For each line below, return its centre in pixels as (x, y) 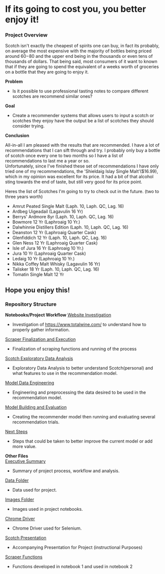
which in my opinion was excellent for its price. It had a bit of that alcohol (80, 177)
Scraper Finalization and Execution (41, 339)
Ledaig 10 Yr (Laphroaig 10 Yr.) (43, 259)
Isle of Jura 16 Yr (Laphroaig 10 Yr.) (48, 248)
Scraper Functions (24, 557)
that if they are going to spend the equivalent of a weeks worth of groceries (82, 67)
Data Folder (17, 481)
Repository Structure (31, 304)
